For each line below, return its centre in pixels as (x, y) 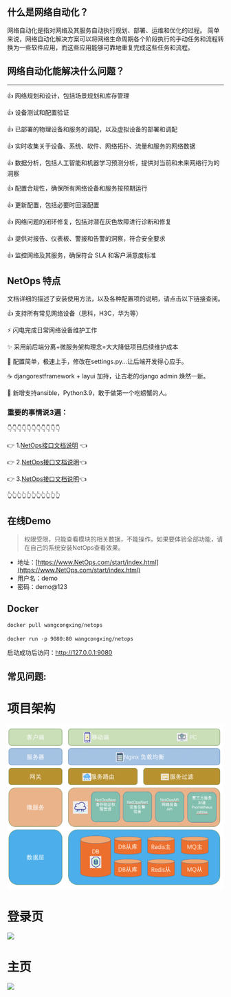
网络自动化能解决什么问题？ (66, 71)
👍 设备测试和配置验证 (38, 112)
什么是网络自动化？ (48, 12)
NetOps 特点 (34, 281)
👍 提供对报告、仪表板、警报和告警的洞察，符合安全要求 (86, 238)
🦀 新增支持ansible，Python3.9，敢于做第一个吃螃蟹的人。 (89, 393)
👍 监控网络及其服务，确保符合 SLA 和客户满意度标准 (82, 255)
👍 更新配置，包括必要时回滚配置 (53, 204)
